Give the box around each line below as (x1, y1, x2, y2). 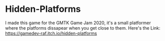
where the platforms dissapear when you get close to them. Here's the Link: (5, 25, 161, 31)
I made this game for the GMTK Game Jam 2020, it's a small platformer (5, 20, 151, 26)
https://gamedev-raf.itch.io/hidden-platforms (5, 30, 97, 36)
